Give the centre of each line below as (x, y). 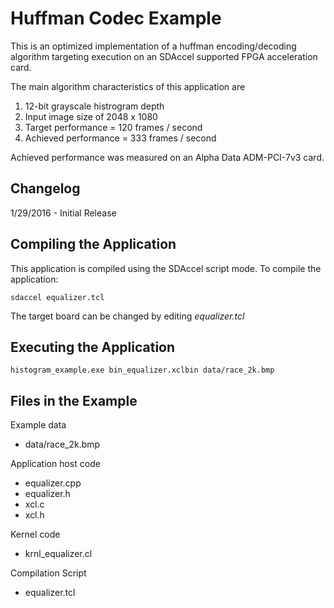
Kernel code (35, 534)
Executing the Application (93, 347)
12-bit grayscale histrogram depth (94, 106)
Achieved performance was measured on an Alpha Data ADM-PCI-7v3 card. (167, 157)
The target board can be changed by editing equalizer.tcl (127, 316)
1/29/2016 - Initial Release (63, 213)
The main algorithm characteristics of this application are (128, 86)
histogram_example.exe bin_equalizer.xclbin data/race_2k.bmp (142, 370)
